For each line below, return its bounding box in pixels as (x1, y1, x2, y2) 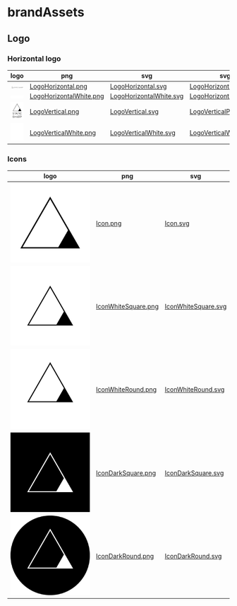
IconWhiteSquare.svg (164, 302, 227, 311)
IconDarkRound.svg (164, 552, 222, 561)
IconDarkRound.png (96, 552, 154, 561)
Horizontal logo (7, 54, 61, 64)
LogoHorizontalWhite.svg (110, 91, 184, 100)
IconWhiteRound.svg (164, 385, 225, 394)
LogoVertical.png (29, 107, 80, 116)
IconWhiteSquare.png (96, 302, 159, 311)
